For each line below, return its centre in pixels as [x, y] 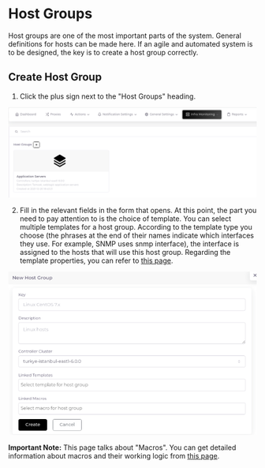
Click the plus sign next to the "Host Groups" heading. [107, 96]
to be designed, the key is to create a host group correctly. [103, 52]
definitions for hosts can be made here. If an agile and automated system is [131, 43]
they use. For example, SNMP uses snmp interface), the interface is [129, 244]
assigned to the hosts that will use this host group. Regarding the [125, 253]
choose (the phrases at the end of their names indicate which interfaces [137, 236]
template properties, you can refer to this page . [96, 260]
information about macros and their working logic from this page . [114, 456]
